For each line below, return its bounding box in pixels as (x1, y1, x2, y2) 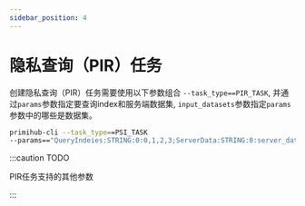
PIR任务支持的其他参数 (9, 172, 93, 182)
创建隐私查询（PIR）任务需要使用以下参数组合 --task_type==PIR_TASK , (9, 87, 271, 98)
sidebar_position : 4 (9, 13, 88, 23)
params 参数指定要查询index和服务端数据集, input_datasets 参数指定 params (17, 98, 291, 109)
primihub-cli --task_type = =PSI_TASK (9, 128, 148, 137)
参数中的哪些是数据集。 (9, 110, 97, 121)
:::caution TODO (9, 152, 70, 163)
